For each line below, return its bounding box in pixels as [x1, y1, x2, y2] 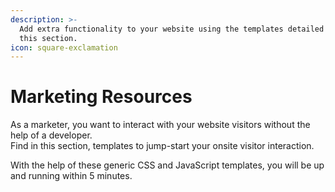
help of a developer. [10, 129, 93, 141]
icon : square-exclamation [10, 42, 118, 53]
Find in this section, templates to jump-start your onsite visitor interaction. [10, 140, 315, 152]
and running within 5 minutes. [10, 170, 133, 182]
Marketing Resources [10, 86, 193, 108]
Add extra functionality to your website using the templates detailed [19, 24, 325, 34]
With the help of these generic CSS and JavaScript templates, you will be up [10, 159, 325, 171]
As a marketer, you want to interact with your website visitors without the [10, 119, 311, 131]
